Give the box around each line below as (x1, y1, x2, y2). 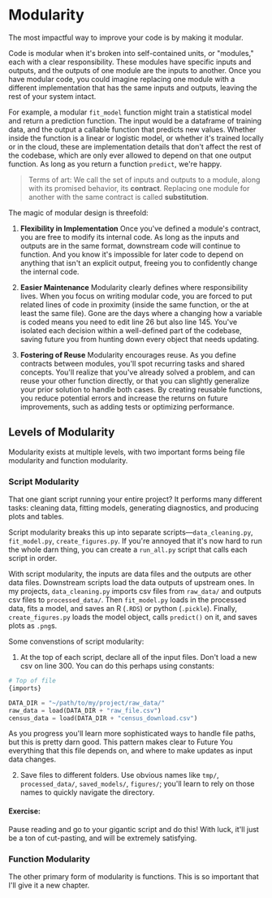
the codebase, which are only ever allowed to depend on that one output (8, 150, 252, 160)
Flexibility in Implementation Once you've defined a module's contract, (19, 223, 261, 233)
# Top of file (8, 677, 57, 685)
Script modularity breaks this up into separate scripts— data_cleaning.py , (8, 527, 253, 537)
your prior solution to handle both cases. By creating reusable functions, (19, 384, 262, 394)
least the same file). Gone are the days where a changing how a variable (19, 308, 262, 318)
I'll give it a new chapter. (8, 880, 90, 890)
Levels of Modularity (8, 425, 115, 440)
